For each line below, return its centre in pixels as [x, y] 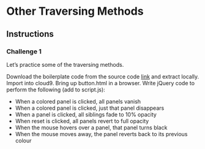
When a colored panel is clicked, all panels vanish [78, 101]
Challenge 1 [24, 52]
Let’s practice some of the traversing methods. [65, 64]
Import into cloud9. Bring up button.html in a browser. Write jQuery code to [100, 83]
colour [23, 140]
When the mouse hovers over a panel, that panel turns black [91, 128]
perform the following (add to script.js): [56, 90]
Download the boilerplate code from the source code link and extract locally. [103, 76]
